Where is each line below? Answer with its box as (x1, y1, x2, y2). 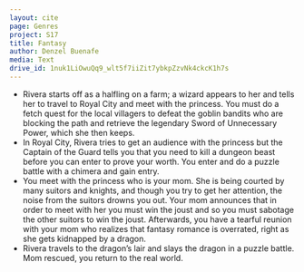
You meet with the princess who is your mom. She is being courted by (22, 175, 285, 186)
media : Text (9, 55, 54, 64)
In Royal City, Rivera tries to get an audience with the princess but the (22, 137, 283, 148)
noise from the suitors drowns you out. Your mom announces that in (22, 194, 277, 205)
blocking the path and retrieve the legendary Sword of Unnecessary (22, 117, 278, 128)
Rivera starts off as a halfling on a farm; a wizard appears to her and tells (22, 88, 295, 100)
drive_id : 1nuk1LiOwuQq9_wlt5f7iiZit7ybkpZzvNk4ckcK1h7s (9, 64, 230, 73)
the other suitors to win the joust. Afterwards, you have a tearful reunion (22, 214, 292, 225)
